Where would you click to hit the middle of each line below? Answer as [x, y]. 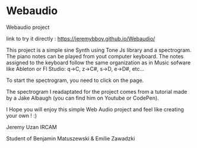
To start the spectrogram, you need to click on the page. [75, 80]
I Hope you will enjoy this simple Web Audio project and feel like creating [95, 109]
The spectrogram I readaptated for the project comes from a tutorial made [97, 91]
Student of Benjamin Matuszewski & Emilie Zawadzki [71, 138]
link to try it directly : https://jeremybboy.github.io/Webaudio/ [81, 38]
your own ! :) [22, 116]
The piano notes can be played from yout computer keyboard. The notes [95, 56]
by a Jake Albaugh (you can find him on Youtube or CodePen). [82, 98]
